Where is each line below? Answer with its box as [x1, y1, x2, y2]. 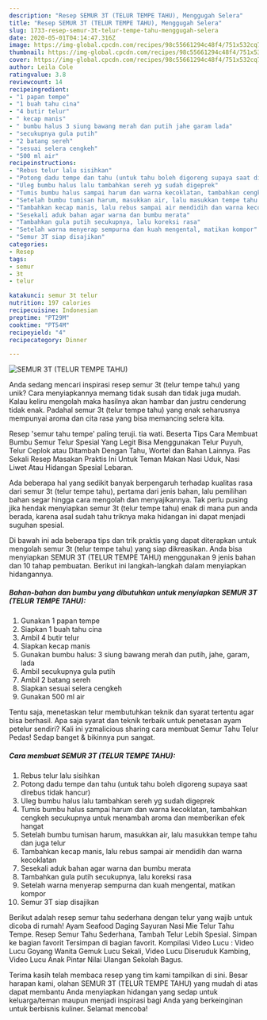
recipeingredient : [9, 85, 70, 94]
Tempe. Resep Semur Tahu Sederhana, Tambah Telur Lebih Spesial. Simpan [9, 930, 257, 939]
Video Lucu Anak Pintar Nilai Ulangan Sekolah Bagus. [9, 955, 184, 964]
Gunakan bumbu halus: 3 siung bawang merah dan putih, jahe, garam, [20, 650, 250, 660]
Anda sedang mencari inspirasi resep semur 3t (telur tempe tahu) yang [9, 380, 240, 390]
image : [9, 41, 31, 49]
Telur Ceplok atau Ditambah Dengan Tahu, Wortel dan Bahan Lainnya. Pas [9, 446, 250, 456]
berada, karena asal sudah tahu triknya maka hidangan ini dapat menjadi [9, 512, 246, 522]
